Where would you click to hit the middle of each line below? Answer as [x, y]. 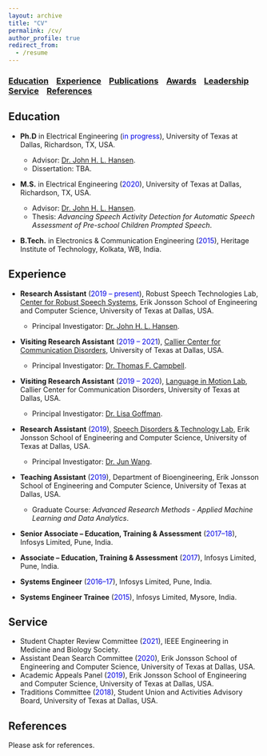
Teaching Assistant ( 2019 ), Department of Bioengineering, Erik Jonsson [139, 477]
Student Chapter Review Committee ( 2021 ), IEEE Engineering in [124, 642]
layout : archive [35, 16]
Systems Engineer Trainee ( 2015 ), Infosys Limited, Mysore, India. [128, 597]
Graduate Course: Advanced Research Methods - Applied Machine [142, 510]
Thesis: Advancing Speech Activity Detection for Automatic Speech [143, 216]
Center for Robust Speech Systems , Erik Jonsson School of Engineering [138, 302]
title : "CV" [28, 23]
